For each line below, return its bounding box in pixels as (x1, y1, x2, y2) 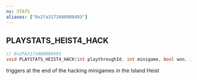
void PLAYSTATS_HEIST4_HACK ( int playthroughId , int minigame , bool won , (6, 57, 188, 62)
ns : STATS (6, 8, 30, 15)
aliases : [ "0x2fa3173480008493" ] (6, 14, 88, 20)
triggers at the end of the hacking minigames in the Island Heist (6, 67, 159, 74)
